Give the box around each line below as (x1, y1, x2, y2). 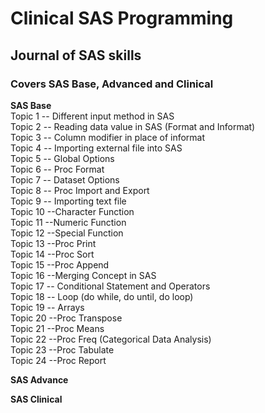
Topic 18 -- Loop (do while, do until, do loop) (10, 290, 194, 302)
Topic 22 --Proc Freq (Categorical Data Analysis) (10, 333, 212, 345)
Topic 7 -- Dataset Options (10, 173, 120, 186)
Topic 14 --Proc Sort (10, 248, 95, 260)
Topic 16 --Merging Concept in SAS (10, 269, 157, 281)
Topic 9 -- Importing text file (10, 195, 127, 207)
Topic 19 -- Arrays (10, 301, 85, 313)
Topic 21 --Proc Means (10, 322, 105, 334)
